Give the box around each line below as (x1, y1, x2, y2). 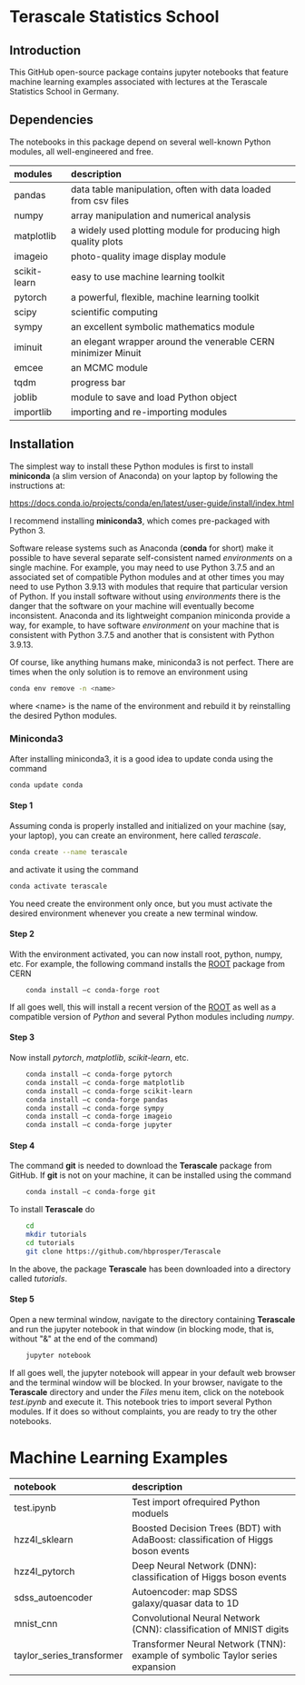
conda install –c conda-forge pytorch (25, 1070, 172, 1079)
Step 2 (9, 929, 34, 940)
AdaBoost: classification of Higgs (131, 1533, 274, 1546)
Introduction (9, 43, 82, 58)
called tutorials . (9, 1272, 68, 1283)
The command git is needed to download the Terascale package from (9, 1161, 272, 1172)
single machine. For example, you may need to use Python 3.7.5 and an (9, 562, 275, 573)
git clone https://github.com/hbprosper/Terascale (25, 1247, 221, 1256)
